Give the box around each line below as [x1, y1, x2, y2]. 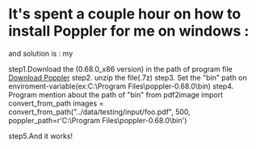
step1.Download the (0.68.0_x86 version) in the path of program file [8, 64, 233, 73]
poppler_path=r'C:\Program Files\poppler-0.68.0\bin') [8, 115, 187, 125]
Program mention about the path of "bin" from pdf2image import [8, 89, 224, 99]
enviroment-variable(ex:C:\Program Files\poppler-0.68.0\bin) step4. [8, 81, 234, 91]
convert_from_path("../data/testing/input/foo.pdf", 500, [8, 106, 191, 117]
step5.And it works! [8, 130, 73, 141]
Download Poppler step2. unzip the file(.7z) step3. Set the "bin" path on [8, 72, 248, 82]
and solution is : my [8, 48, 73, 58]
